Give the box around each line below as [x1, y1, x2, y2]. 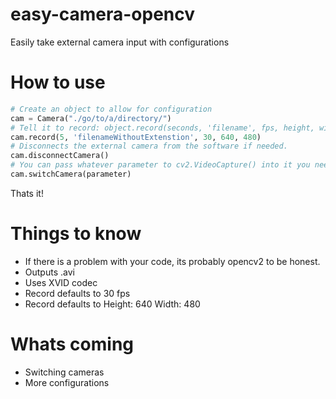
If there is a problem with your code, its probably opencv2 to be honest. [24, 255, 321, 267]
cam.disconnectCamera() [10, 151, 110, 161]
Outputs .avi [24, 266, 75, 278]
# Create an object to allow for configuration [10, 104, 213, 114]
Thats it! [10, 187, 44, 199]
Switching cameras [24, 366, 105, 378]
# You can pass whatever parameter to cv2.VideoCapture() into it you [10, 160, 311, 170]
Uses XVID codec [24, 276, 98, 288]
